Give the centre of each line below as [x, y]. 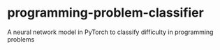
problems [21, 39]
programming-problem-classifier [105, 13]
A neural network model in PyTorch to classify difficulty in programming [110, 32]
